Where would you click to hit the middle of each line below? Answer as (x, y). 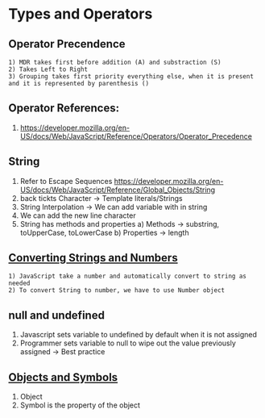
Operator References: (64, 109)
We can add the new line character (78, 215)
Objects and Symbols (63, 377)
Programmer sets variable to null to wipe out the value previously (128, 343)
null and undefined (56, 315)
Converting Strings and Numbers (93, 258)
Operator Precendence (67, 44)
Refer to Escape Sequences (66, 181)
